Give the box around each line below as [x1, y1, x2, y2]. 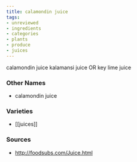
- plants [6, 36, 28, 42]
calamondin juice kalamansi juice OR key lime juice [6, 64, 132, 71]
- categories [6, 31, 39, 37]
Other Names [6, 79, 46, 87]
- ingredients [6, 25, 42, 32]
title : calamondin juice [6, 8, 68, 15]
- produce [6, 42, 31, 48]
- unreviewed [6, 20, 39, 26]
